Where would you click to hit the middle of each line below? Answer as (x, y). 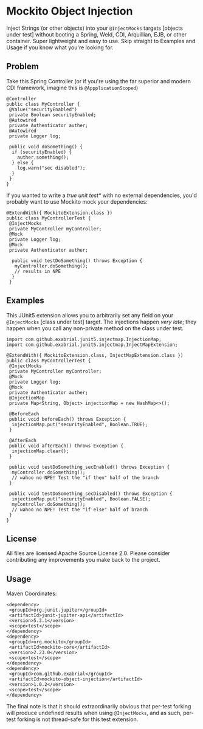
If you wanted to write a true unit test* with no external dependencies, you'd (102, 195)
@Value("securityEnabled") (43, 109)
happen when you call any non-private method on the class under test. (95, 328)
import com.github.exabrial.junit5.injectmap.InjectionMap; (84, 339)
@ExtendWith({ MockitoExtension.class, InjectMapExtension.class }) (95, 355)
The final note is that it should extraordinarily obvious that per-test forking (99, 707)
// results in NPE (38, 271)
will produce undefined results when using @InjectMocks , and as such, (94, 713)
